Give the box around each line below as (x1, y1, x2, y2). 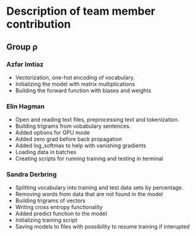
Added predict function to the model (15, 210, 107, 218)
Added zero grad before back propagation (15, 136, 123, 143)
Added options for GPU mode (15, 129, 90, 136)
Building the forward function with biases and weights (15, 87, 151, 94)
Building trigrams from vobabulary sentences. (15, 122, 131, 130)
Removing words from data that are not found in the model (15, 191, 164, 198)
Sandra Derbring (6, 170, 57, 179)
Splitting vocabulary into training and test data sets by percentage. (15, 184, 184, 191)
